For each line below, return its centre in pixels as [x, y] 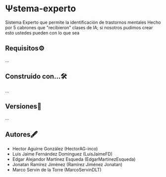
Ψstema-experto [41, 9]
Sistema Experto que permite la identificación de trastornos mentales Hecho [83, 22]
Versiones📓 [23, 106]
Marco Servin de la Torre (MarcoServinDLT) [57, 170]
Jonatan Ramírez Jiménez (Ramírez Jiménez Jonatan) [67, 165]
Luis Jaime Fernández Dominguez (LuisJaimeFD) [62, 154]
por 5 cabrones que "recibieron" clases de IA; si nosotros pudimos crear [79, 27]
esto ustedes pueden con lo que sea [42, 33]
